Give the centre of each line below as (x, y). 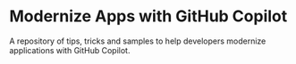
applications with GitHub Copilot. (70, 50)
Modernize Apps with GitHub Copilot (148, 16)
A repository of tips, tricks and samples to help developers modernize (138, 41)
